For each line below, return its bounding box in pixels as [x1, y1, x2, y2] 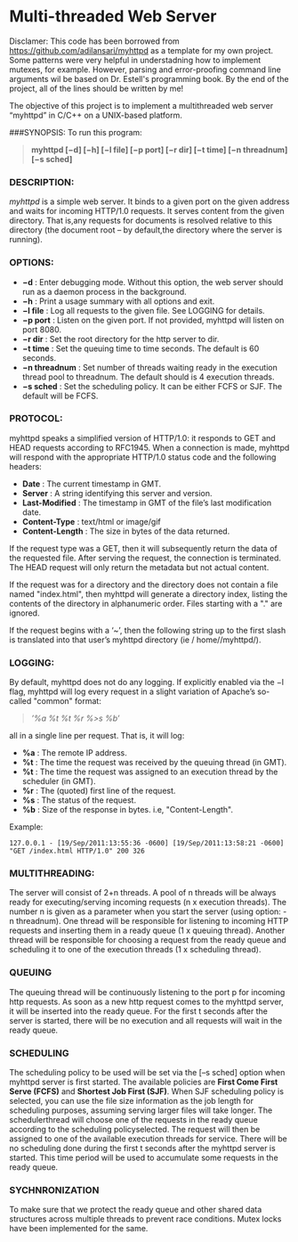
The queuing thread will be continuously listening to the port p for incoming [9, 986, 286, 997]
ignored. [9, 608, 40, 618]
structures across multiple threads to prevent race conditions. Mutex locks [9, 1213, 282, 1224]
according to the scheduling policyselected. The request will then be [9, 1124, 261, 1135]
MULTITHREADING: [9, 867, 95, 879]
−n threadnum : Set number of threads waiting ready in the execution [21, 362, 278, 372]
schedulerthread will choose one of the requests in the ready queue [9, 1115, 258, 1125]
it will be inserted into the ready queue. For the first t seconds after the [9, 1005, 269, 1017]
